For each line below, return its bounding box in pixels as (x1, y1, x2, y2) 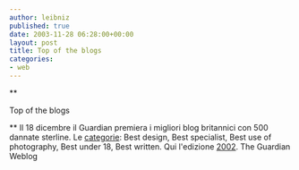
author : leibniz (9, 13, 70, 22)
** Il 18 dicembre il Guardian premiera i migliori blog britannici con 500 (9, 122, 269, 132)
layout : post (9, 38, 58, 47)
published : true (9, 21, 70, 30)
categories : (9, 55, 54, 64)
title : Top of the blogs (9, 47, 102, 55)
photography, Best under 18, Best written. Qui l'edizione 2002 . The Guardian (9, 140, 291, 152)
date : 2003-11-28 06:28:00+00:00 (9, 30, 134, 38)
